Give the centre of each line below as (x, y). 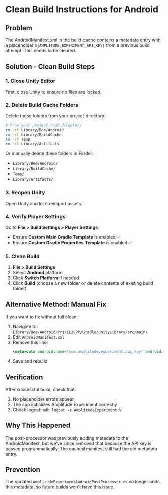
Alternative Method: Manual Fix (56, 304)
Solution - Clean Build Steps (50, 67)
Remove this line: (30, 343)
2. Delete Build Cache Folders (42, 105)
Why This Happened (38, 426)
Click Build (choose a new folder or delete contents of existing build (83, 283)
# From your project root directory (44, 125)
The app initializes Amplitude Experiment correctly (65, 404)
